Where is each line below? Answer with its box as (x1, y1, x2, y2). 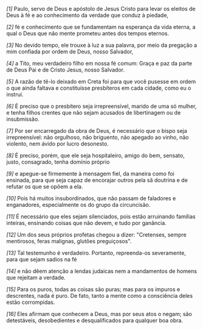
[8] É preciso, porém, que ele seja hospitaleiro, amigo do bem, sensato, (6, 152, 185, 159)
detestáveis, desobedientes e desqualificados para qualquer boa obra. (6, 317, 184, 324)
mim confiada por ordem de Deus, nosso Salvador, (6, 48, 134, 55)
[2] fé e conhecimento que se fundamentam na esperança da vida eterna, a (6, 24, 196, 30)
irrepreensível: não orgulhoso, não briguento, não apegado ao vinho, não (6, 133, 190, 141)
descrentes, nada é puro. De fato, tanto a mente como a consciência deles (6, 292, 193, 299)
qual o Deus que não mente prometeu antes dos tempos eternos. (6, 30, 170, 37)
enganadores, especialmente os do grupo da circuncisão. (6, 201, 151, 208)
